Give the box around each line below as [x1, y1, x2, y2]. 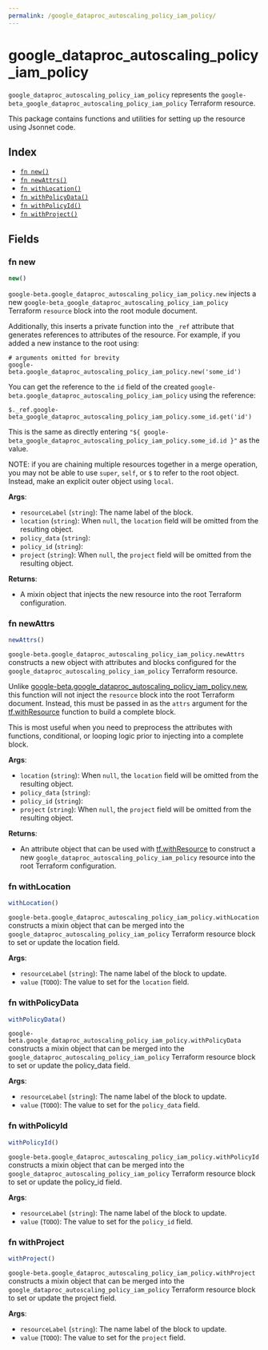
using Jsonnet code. [8, 122, 76, 132]
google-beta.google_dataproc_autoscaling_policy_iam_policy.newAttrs [8, 651, 246, 659]
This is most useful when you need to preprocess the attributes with [8, 723, 234, 732]
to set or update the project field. [8, 1293, 118, 1303]
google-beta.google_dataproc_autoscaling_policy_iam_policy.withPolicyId [8, 1153, 260, 1161]
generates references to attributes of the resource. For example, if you [8, 330, 241, 339]
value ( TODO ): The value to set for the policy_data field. [19, 1100, 200, 1110]
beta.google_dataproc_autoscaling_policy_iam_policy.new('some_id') [8, 367, 242, 376]
